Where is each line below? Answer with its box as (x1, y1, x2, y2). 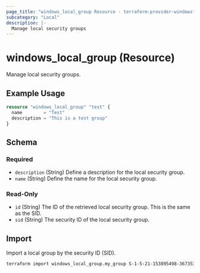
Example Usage (6, 88, 65, 99)
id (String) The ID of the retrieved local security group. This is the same (14, 204, 190, 211)
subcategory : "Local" (6, 14, 60, 20)
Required (6, 155, 33, 163)
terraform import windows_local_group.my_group (6, 261, 127, 267)
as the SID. (14, 210, 42, 217)
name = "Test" (11, 109, 65, 115)
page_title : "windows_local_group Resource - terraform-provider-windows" (6, 8, 196, 15)
